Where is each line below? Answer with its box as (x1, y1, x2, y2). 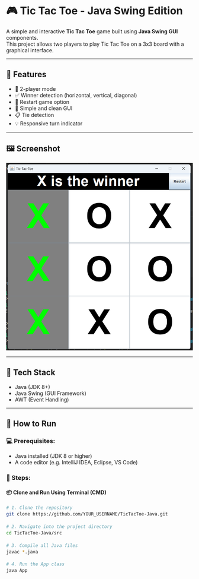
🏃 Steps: (6, 474, 31, 482)
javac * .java (6, 549, 38, 555)
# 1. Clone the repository (6, 505, 73, 511)
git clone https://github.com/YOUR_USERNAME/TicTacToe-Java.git (6, 511, 168, 517)
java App (6, 568, 28, 574)
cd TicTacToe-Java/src (6, 530, 62, 536)
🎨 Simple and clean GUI (14, 105, 73, 112)
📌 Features (6, 69, 47, 80)
